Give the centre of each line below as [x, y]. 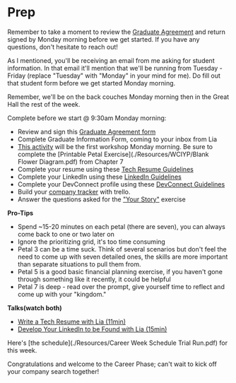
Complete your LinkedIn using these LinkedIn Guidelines [99, 177]
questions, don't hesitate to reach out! [63, 47]
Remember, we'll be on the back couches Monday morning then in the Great [118, 97]
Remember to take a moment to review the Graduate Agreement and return [117, 32]
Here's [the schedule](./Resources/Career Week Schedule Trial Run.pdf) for [118, 343]
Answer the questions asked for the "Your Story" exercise [101, 199]
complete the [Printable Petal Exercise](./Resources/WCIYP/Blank [113, 154]
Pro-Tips [20, 213]
